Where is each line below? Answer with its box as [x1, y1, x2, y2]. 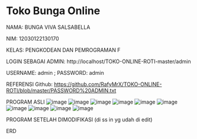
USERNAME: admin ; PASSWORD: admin [6, 69, 104, 76]
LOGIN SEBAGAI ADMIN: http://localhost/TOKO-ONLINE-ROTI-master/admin [6, 58, 191, 65]
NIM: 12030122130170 [6, 35, 59, 42]
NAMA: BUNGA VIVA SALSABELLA [6, 24, 91, 31]
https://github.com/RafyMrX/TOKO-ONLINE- [54, 81, 162, 88]
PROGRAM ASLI [6, 98, 45, 105]
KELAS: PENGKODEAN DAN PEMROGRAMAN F [6, 46, 121, 54]
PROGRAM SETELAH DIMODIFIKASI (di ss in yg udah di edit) [6, 116, 153, 123]
